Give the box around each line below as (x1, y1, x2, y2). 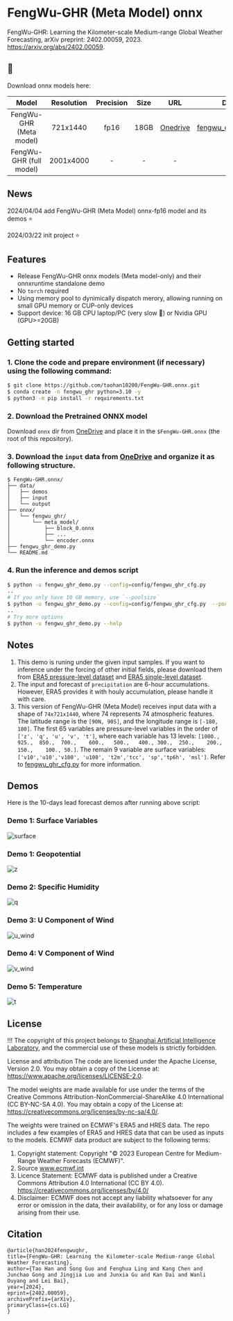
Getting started (7, 336, 75, 349)
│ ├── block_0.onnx (7, 525, 95, 532)
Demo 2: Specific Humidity (7, 882, 100, 892)
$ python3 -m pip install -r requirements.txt (7, 394, 144, 401)
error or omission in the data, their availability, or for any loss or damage (17, 1201, 223, 1209)
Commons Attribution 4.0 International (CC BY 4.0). (17, 1178, 164, 1187)
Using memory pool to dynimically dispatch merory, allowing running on (17, 294, 223, 303)
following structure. (7, 461, 76, 470)
